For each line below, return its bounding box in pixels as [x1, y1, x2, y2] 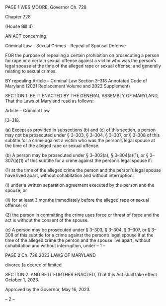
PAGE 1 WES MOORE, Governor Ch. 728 [5, 4, 87, 10]
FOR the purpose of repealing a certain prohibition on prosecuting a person [5, 52, 160, 58]
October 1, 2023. [5, 277, 40, 283]
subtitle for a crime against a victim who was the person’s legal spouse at [5, 138, 155, 143]
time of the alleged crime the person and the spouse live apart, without [5, 237, 151, 243]
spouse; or [5, 187, 27, 193]
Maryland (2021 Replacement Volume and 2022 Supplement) [5, 83, 130, 89]
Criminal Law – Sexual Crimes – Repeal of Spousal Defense [5, 43, 126, 49]
